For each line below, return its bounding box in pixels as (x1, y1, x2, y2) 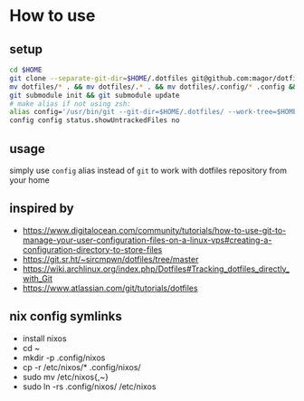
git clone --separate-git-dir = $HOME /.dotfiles (9, 73, 188, 82)
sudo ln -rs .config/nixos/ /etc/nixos (22, 381, 157, 392)
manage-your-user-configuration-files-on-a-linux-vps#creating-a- (22, 234, 272, 245)
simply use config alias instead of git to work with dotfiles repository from (9, 165, 288, 176)
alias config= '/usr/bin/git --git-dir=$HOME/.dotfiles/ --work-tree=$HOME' (9, 108, 301, 117)
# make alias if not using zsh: (9, 99, 131, 109)
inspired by (9, 201, 74, 216)
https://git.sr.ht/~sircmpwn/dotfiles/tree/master (22, 253, 199, 264)
